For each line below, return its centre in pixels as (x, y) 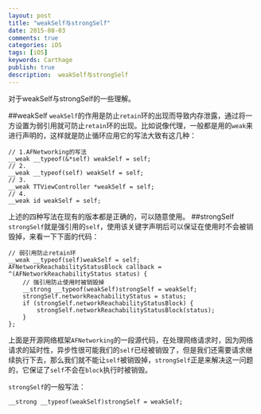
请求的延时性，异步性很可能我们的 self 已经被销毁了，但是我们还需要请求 (127, 350)
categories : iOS (35, 45)
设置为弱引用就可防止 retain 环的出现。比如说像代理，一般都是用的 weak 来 (134, 125)
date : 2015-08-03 (37, 30)
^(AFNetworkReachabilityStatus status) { (78, 274)
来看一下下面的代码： (64, 236)
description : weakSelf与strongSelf (68, 75)
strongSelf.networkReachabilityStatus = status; (105, 296)
